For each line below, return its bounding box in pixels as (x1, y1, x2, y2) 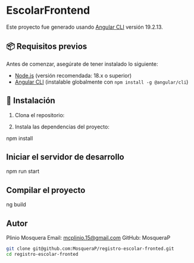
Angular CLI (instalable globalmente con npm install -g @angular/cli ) (14, 78, 189, 85)
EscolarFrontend (6, 4, 90, 17)
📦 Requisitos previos (6, 41, 87, 51)
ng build (6, 201, 26, 208)
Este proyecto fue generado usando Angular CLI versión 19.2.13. (6, 23, 164, 30)
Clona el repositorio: (14, 111, 65, 118)
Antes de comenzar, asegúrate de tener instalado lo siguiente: (6, 60, 159, 68)
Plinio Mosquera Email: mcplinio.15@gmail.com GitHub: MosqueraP (6, 234, 171, 241)
